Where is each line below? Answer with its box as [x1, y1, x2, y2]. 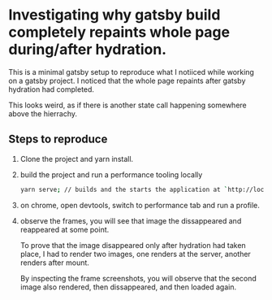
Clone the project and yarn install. [19, 154, 134, 163]
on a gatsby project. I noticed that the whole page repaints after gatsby [8, 76, 246, 85]
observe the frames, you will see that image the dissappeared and [19, 215, 242, 225]
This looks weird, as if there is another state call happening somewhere [8, 100, 248, 110]
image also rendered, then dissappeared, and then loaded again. [19, 282, 237, 292]
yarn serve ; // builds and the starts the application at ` [19, 185, 228, 193]
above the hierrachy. [8, 108, 78, 119]
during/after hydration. [8, 41, 167, 59]
